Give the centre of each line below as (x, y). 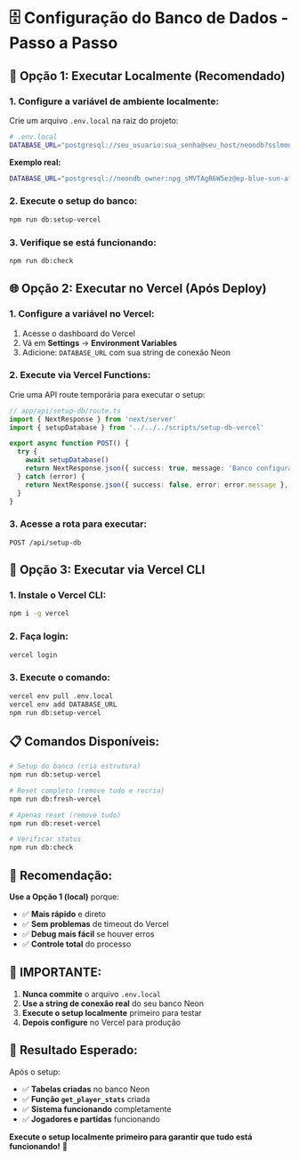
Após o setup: (35, 1071)
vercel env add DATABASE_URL (63, 705)
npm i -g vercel (39, 614)
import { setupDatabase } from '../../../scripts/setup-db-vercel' (137, 427)
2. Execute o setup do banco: (73, 201)
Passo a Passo (64, 43)
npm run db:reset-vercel (55, 823)
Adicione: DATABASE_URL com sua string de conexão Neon (126, 352)
